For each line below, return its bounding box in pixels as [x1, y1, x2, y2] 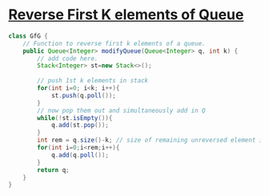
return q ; [37, 166, 70, 174]
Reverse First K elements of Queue [8, 6, 244, 24]
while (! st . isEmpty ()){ [37, 114, 113, 122]
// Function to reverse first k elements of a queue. [22, 39, 206, 47]
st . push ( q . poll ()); [50, 91, 116, 99]
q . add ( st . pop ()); [50, 122, 110, 130]
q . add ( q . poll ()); [50, 150, 110, 159]
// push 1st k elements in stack [37, 77, 149, 85]
